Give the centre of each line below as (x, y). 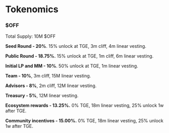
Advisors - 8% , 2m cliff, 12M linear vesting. (51, 86)
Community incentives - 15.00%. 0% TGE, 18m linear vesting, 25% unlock (84, 121)
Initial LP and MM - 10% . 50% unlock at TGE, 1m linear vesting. (72, 66)
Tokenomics (32, 9)
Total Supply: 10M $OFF (31, 36)
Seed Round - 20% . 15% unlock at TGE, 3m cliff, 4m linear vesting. (76, 46)
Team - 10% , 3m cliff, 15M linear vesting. (48, 76)
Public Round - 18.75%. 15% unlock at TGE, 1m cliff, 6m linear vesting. (79, 56)
